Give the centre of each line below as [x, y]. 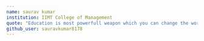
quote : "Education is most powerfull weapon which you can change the [97, 23]
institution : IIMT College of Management [59, 17]
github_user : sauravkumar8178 [45, 29]
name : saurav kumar [31, 12]
